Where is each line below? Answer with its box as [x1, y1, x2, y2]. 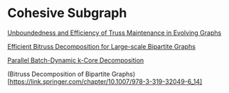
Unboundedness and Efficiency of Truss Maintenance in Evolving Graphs [7, 28, 222, 37]
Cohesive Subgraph [7, 5, 127, 21]
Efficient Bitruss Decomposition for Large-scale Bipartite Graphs [7, 42, 196, 50]
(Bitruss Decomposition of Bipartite [7, 70, 110, 78]
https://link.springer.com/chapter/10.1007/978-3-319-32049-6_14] [9, 77, 203, 86]
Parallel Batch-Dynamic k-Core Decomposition [7, 55, 144, 65]
